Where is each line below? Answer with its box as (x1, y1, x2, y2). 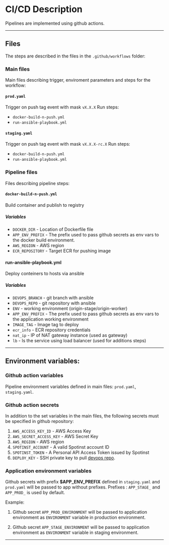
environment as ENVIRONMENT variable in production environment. (12, 514, 146, 520)
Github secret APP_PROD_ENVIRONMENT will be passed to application (12, 509, 147, 515)
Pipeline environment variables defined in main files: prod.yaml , (5, 383, 136, 389)
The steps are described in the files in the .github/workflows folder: (5, 53, 146, 59)
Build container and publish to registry (5, 202, 84, 208)
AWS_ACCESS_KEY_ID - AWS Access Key (12, 428, 92, 434)
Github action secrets (5, 401, 59, 408)
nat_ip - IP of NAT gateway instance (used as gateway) (12, 332, 128, 338)
